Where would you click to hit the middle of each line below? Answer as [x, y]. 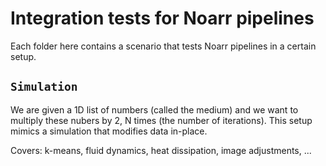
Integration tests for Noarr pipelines [162, 18]
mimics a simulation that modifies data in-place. [109, 131]
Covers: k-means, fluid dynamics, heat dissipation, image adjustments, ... [161, 150]
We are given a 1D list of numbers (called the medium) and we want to [154, 109]
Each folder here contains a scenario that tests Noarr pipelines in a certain [163, 46]
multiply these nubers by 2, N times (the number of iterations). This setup [161, 120]
